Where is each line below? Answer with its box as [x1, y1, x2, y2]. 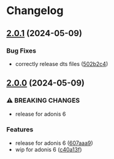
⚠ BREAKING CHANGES [6, 96, 80, 105]
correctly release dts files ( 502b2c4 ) [15, 60, 108, 67]
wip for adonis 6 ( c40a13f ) [15, 146, 82, 153]
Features [6, 125, 34, 134]
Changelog [6, 4, 64, 18]
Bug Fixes [6, 46, 37, 55]
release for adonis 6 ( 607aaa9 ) [15, 139, 93, 147]
